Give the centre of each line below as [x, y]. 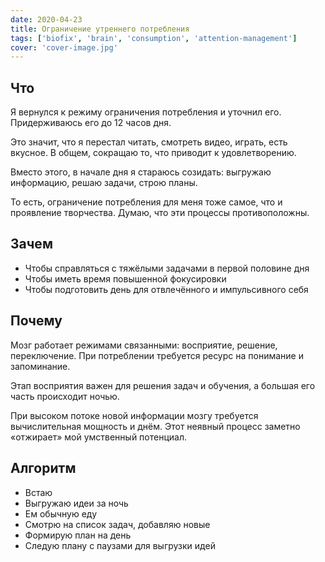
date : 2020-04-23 [46, 19]
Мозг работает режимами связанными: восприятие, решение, [144, 345]
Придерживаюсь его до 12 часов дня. [91, 123]
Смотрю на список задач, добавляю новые [117, 524]
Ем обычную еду [61, 513]
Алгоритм [43, 468]
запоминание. [40, 366]
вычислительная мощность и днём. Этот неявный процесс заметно [155, 426]
